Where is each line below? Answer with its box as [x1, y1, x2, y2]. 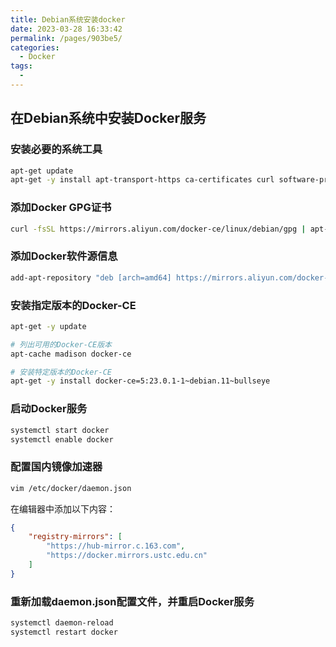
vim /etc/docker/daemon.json [10, 483, 132, 493]
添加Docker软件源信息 [10, 249, 118, 263]
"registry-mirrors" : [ [28, 532, 123, 542]
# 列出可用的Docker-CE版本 [10, 339, 112, 350]
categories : [10, 42, 60, 53]
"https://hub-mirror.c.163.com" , [46, 541, 186, 551]
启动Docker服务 [10, 402, 88, 416]
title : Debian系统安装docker [10, 14, 126, 25]
